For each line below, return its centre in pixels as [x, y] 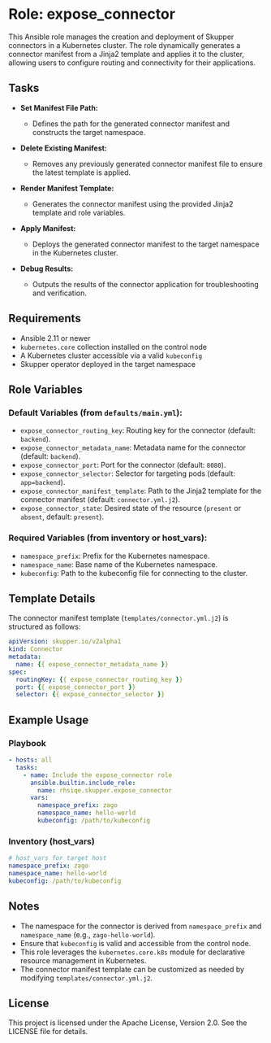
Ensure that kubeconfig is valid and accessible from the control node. [135, 943]
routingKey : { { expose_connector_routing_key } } [99, 679]
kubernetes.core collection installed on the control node [114, 347]
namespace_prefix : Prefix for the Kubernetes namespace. [115, 556]
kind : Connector [36, 649]
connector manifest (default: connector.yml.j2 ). [100, 500]
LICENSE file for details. [48, 1032]
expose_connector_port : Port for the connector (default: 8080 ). [123, 465]
